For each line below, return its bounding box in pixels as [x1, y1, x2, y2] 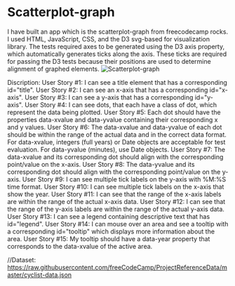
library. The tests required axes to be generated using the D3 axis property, [7, 42, 225, 50]
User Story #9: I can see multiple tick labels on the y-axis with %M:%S [22, 175, 227, 183]
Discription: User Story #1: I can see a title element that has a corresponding [7, 78, 228, 86]
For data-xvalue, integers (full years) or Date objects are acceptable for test [7, 137, 226, 146]
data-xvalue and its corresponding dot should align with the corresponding [7, 152, 224, 161]
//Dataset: [7, 255, 36, 264]
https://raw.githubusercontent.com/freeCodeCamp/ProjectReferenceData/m [7, 263, 228, 271]
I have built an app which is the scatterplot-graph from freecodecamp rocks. [7, 27, 229, 36]
